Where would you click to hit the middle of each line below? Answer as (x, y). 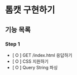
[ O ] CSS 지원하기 (30, 61)
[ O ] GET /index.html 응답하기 (42, 55)
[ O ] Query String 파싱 (35, 67)
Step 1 (13, 44)
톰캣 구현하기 (30, 10)
